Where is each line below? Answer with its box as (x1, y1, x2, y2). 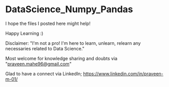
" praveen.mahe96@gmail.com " (5, 61, 72, 67)
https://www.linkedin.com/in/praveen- (82, 70, 164, 77)
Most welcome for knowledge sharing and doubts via (5, 55, 118, 62)
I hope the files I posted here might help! (5, 20, 91, 26)
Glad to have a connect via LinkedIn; (5, 70, 82, 77)
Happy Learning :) (5, 30, 44, 36)
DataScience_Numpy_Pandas (5, 4, 133, 15)
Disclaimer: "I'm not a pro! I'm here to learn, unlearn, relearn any (5, 40, 141, 46)
